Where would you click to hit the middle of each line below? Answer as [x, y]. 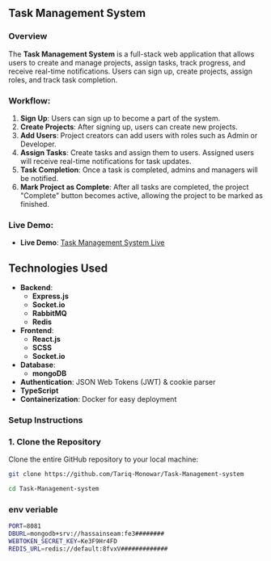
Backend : [36, 288]
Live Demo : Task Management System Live [92, 243]
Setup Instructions [46, 420]
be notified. [39, 178]
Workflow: [30, 100]
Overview [28, 36]
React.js [46, 340]
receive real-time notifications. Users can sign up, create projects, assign [131, 71]
